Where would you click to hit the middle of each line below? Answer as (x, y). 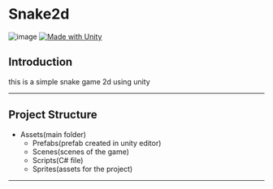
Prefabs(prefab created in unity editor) (97, 143)
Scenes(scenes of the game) (81, 152)
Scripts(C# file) (58, 160)
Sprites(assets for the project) (82, 169)
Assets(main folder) (53, 134)
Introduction (41, 62)
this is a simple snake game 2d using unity (79, 81)
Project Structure (53, 115)
